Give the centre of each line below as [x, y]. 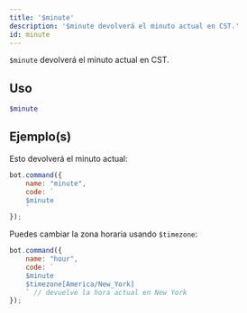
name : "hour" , [52, 259]
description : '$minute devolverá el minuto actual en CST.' [125, 26]
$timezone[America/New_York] [80, 284]
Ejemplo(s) [41, 137]
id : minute [30, 34]
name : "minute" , [56, 183]
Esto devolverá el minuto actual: [69, 158]
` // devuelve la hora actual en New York [106, 292]
